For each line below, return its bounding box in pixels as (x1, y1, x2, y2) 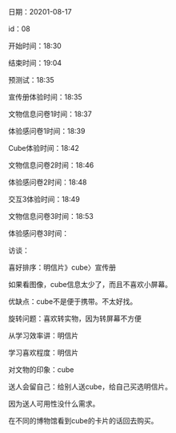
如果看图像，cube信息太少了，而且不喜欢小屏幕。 (8, 280, 173, 289)
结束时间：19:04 (8, 59, 62, 67)
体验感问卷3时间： (8, 229, 70, 238)
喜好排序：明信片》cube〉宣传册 (8, 263, 117, 272)
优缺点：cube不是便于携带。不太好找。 (8, 297, 138, 306)
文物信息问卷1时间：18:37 (8, 109, 92, 119)
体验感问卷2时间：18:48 (8, 177, 87, 187)
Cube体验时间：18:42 (8, 144, 80, 152)
